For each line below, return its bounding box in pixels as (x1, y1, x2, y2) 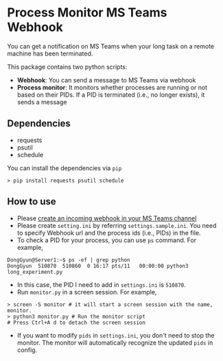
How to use (7, 196, 56, 207)
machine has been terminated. (7, 49, 93, 58)
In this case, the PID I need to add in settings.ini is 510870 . (16, 280, 187, 289)
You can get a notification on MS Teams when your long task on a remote (7, 42, 215, 50)
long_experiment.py (7, 268, 63, 275)
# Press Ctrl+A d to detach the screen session (7, 319, 146, 326)
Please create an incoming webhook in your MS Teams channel (16, 214, 197, 222)
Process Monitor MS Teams (7, 5, 167, 21)
